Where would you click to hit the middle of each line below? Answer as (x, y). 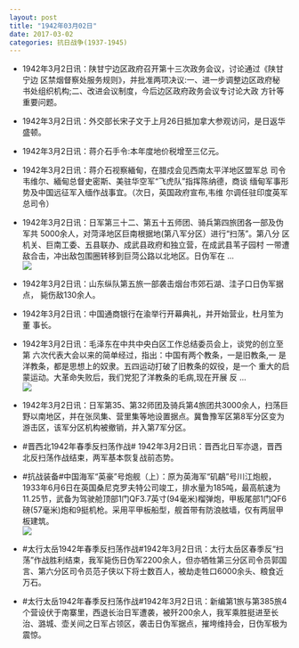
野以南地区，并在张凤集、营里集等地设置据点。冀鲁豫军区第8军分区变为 (153, 416)
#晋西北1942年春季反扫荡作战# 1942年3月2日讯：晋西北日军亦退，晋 (148, 447)
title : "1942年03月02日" (53, 26)
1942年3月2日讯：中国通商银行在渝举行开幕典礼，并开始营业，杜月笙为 (153, 314)
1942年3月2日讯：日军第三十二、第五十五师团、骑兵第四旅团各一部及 (149, 223)
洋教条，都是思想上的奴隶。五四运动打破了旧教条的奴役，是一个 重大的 (152, 366)
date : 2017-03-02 (41, 34)
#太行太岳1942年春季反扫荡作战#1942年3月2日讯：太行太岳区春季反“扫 (153, 549)
